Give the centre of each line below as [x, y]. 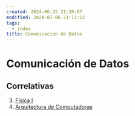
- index [21, 29]
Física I [24, 100]
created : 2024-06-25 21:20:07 [44, 12]
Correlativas [30, 86]
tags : [13, 23]
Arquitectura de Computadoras [54, 107]
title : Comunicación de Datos [44, 34]
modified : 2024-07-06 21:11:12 [46, 17]
